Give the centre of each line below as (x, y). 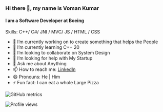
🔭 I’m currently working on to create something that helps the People (85, 42)
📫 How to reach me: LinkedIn (44, 69)
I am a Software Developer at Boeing (45, 21)
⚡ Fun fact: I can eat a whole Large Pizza (56, 83)
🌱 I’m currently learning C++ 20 (46, 47)
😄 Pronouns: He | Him (36, 77)
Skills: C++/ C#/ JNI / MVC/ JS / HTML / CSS (53, 32)
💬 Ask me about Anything (39, 64)
